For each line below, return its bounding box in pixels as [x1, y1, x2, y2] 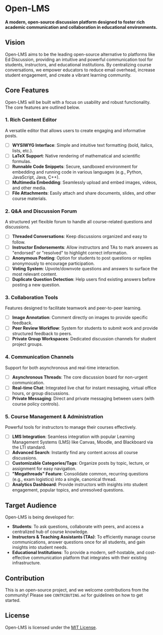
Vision [5, 39, 25, 47]
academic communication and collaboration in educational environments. [5, 24, 158, 30]
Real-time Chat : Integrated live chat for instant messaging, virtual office [12, 385, 157, 391]
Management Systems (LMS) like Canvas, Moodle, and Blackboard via [12, 439, 153, 445]
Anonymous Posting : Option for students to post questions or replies [12, 255, 152, 261]
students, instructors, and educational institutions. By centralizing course [5, 61, 152, 67]
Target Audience [5, 501, 57, 510]
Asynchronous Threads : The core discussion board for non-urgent [12, 374, 148, 380]
